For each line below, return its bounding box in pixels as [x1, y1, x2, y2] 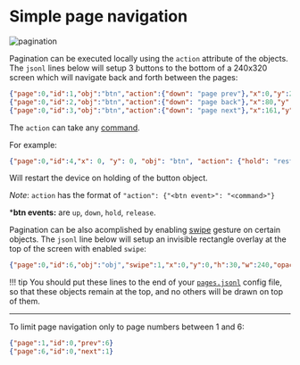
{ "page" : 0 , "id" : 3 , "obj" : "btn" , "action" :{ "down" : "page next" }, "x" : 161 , [9, 105, 282, 115]
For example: [9, 139, 58, 150]
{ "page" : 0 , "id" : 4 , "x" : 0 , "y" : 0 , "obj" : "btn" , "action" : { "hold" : [9, 156, 270, 166]
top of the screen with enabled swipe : [9, 244, 147, 254]
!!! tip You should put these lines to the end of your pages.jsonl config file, [9, 277, 283, 287]
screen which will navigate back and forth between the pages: [9, 71, 238, 82]
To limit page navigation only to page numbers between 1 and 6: [9, 321, 246, 332]
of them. [9, 296, 40, 307]
